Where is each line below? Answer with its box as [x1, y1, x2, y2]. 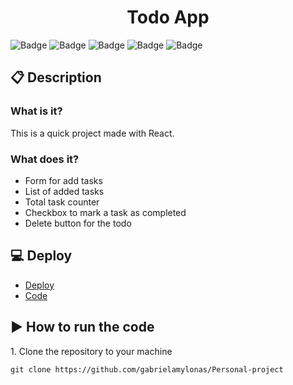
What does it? [10, 152, 80, 166]
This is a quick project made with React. [10, 127, 175, 139]
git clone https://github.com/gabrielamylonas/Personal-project [10, 364, 284, 375]
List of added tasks [24, 185, 105, 197]
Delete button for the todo [24, 217, 132, 229]
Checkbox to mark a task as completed [24, 206, 187, 218]
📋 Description [10, 69, 102, 86]
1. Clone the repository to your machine [10, 345, 173, 357]
